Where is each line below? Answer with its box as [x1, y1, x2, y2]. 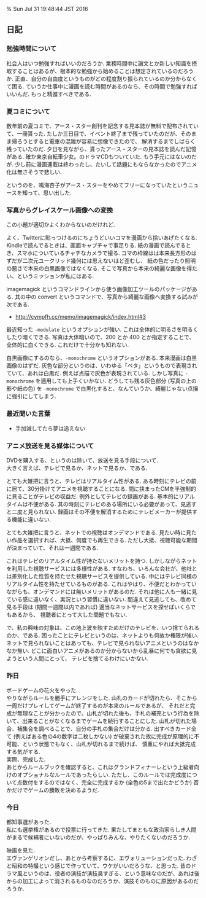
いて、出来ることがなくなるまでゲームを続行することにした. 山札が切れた [6, 717, 192, 725]
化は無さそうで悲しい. [6, 168, 63, 176]
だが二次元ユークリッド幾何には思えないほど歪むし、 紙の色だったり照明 [11, 257, 196, 265]
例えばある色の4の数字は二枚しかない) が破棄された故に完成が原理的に [15, 733, 194, 740]
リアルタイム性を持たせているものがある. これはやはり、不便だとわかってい [6, 580, 197, 587]
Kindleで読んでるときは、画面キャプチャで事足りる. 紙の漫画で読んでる [6, 242, 186, 249]
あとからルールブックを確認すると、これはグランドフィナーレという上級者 [6, 763, 194, 771]
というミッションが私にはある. [17, 273, 94, 280]
